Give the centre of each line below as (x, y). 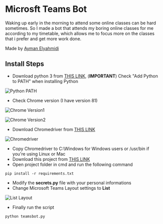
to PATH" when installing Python (45, 81)
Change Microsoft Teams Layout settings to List (61, 188)
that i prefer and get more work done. (43, 39)
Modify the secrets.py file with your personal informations (72, 183)
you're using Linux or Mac (39, 154)
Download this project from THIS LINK (51, 159)
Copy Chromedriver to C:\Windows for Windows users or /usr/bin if (81, 149)
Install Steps (25, 64)
